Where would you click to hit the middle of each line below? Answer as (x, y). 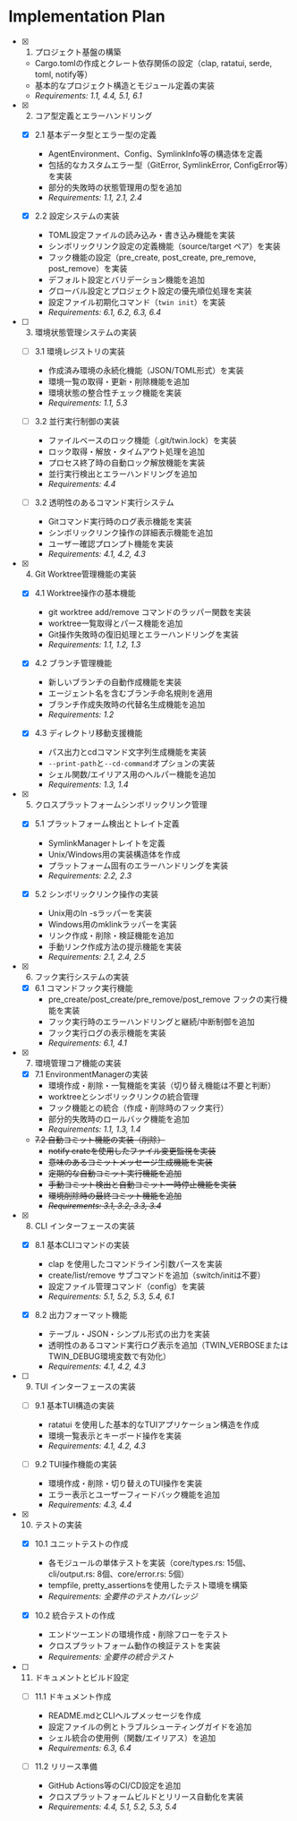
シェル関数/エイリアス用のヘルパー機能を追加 (132, 774)
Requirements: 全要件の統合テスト (111, 1657)
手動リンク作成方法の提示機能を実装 (115, 946)
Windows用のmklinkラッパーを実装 (113, 924)
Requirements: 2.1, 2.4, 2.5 (97, 956)
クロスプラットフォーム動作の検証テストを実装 (134, 1646)
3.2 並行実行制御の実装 (77, 422)
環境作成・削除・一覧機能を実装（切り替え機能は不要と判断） (162, 1085)
